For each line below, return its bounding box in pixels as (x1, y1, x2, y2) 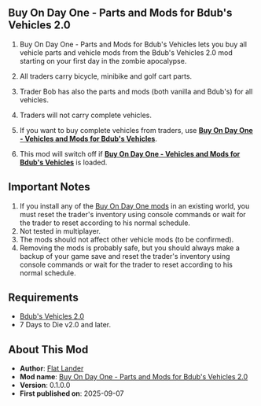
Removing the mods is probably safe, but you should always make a (19, 243, 240, 253)
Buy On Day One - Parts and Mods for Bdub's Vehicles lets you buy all (19, 39, 248, 49)
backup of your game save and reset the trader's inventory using (19, 251, 230, 260)
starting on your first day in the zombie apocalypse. (19, 56, 187, 65)
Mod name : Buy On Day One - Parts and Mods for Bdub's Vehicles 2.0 (19, 372, 248, 382)
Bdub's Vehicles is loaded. (19, 157, 108, 167)
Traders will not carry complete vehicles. (19, 110, 152, 120)
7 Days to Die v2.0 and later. (19, 320, 112, 330)
